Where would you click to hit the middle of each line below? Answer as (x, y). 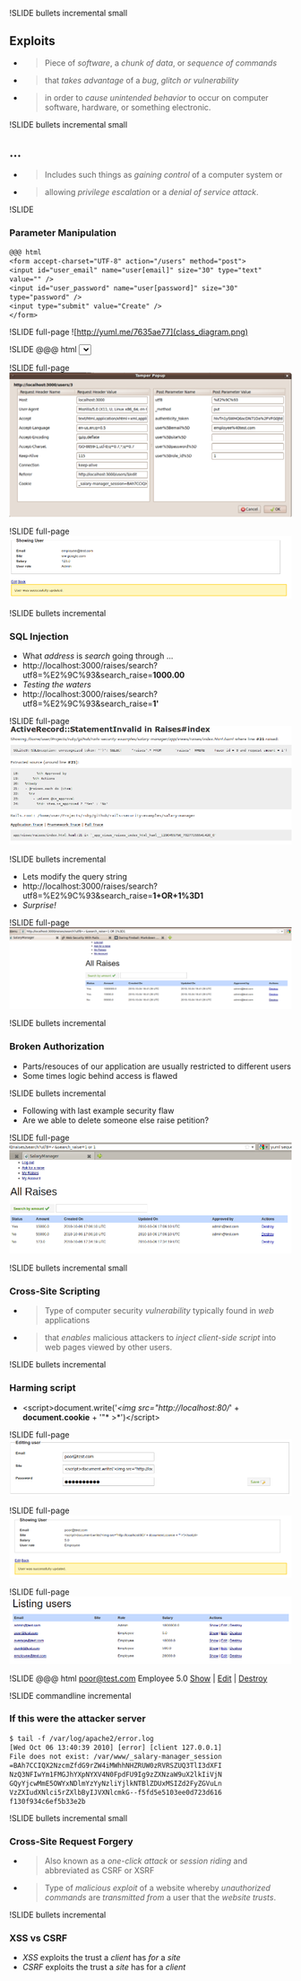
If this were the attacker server (77, 1719)
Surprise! (39, 906)
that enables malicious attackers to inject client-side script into (160, 1338)
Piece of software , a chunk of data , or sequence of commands (161, 63)
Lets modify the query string (75, 877)
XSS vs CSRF (39, 1938)
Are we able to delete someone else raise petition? (115, 1120)
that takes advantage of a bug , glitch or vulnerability (142, 80)
